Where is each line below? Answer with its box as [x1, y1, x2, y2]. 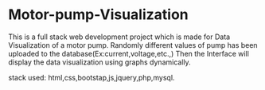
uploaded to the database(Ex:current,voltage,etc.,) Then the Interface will [8, 49, 249, 58]
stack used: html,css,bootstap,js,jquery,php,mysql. [8, 72, 175, 82]
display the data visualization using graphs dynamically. [8, 57, 191, 67]
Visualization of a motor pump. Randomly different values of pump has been [8, 40, 258, 49]
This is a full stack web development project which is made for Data [8, 32, 231, 41]
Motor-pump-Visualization [8, 6, 189, 24]
